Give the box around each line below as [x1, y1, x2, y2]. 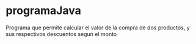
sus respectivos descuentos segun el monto [5, 30, 117, 37]
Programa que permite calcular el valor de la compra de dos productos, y [5, 24, 190, 31]
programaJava [5, 4, 82, 18]
